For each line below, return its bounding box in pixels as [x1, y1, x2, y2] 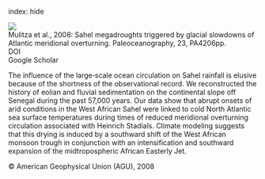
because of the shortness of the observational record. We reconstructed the [8, 79, 257, 88]
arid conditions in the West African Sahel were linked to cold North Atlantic [8, 105, 252, 113]
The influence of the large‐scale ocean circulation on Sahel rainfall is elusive [8, 70, 257, 80]
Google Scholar [8, 55, 59, 64]
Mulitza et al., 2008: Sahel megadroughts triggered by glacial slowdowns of [8, 30, 255, 39]
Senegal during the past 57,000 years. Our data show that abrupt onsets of [8, 96, 252, 105]
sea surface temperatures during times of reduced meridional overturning [8, 112, 249, 122]
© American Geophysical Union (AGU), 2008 [8, 162, 155, 171]
